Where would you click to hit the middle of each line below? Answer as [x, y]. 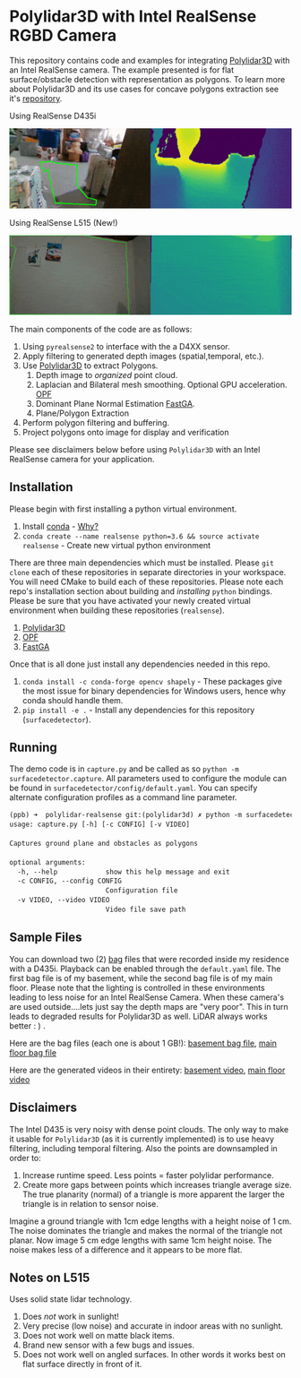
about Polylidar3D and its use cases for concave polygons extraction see [144, 89]
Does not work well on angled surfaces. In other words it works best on [154, 1355]
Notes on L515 [50, 1277]
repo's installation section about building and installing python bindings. [141, 591]
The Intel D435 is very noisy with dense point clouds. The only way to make [149, 1129]
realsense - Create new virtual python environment [116, 545]
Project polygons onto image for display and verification [126, 432]
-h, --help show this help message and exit [124, 872]
